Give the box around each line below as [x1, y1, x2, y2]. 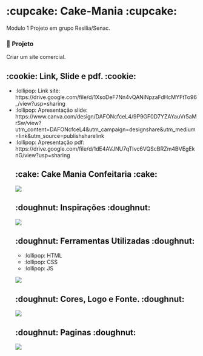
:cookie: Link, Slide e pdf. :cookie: [6, 71, 136, 81]
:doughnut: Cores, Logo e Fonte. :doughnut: [15, 293, 185, 304]
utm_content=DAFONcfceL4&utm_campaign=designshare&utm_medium [15, 126, 196, 133]
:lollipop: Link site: [15, 87, 61, 95]
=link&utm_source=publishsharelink [15, 132, 105, 140]
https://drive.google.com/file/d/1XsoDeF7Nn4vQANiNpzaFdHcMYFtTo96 [15, 94, 197, 101]
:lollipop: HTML [24, 252, 62, 259]
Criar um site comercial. [6, 53, 66, 61]
